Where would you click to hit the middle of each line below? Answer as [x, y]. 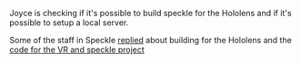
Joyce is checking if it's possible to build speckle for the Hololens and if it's [151, 13]
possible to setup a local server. [69, 23]
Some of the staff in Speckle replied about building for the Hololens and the [151, 40]
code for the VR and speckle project [77, 50]
